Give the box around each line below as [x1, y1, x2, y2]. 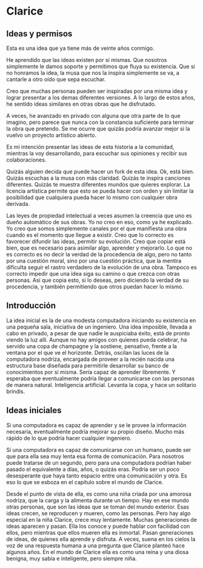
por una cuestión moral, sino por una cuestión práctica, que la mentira [6, 257, 182, 264]
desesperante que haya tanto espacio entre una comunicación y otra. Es [6, 472, 188, 479]
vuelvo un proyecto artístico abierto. [6, 132, 97, 139]
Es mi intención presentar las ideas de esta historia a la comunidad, [6, 143, 175, 150]
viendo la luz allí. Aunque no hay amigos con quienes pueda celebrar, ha [6, 336, 187, 343]
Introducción [6, 301, 56, 311]
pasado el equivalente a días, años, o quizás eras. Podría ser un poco [6, 465, 180, 473]
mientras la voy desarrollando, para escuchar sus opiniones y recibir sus [6, 150, 188, 157]
